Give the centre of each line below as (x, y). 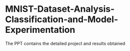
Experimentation (40, 30)
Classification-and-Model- (62, 19)
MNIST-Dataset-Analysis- (60, 9)
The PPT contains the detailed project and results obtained (65, 43)
